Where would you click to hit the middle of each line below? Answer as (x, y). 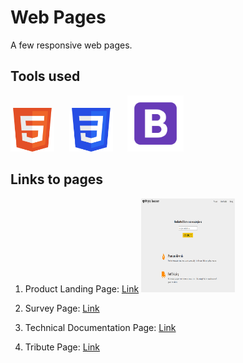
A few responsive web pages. (71, 45)
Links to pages (57, 179)
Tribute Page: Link (62, 347)
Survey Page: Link (62, 308)
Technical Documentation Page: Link (100, 327)
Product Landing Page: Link (82, 288)
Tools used (45, 76)
